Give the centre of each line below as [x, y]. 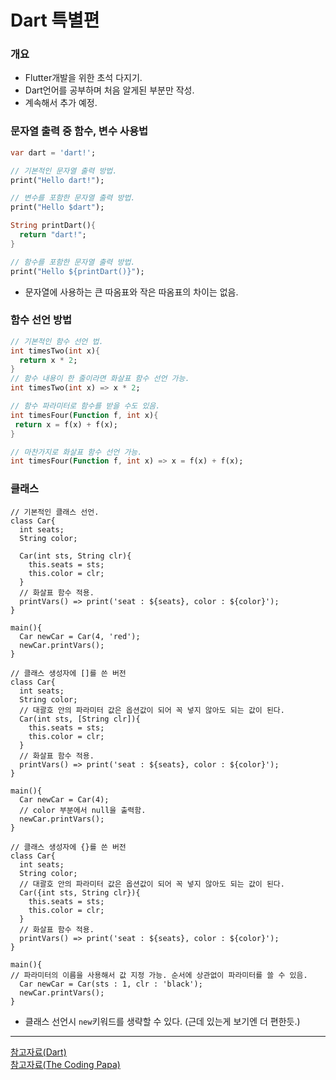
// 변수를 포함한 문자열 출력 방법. [73, 198]
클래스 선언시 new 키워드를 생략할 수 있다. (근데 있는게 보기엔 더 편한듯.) [162, 1021]
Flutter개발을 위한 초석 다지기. [83, 78]
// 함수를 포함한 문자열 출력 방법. [73, 262]
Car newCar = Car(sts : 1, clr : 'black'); [111, 984]
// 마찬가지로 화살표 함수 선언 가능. [76, 452]
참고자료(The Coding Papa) [65, 1064]
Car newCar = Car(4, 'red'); [80, 636]
